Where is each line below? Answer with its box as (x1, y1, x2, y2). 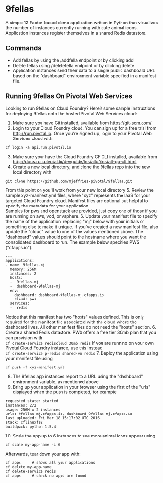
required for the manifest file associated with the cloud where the (5, 319, 137, 325)
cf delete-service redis (5, 469, 56, 474)
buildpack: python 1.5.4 (5, 424, 56, 429)
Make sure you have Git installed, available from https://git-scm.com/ (12, 120, 152, 126)
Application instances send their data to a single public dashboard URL (12, 68, 155, 73)
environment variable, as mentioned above (12, 378, 99, 385)
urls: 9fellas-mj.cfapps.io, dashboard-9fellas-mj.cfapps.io (5, 411, 133, 416)
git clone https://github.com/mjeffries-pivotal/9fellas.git (5, 179, 133, 184)
